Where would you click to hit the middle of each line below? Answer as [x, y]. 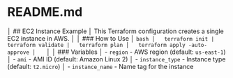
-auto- [198, 45]
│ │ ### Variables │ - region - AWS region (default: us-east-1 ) [136, 52]
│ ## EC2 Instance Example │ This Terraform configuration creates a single [116, 31]
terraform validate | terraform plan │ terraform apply [97, 45]
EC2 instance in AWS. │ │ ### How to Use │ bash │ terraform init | [111, 38]
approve [18, 52]
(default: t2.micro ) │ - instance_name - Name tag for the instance [100, 66]
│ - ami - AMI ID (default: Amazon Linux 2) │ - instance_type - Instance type [116, 59]
